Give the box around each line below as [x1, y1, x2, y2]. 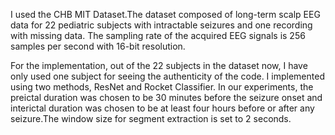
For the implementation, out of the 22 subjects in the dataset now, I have [10, 60, 308, 71]
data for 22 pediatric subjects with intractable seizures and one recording [10, 19, 313, 31]
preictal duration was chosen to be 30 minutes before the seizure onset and [10, 92, 323, 103]
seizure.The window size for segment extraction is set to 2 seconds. [10, 113, 292, 124]
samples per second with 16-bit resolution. [10, 40, 186, 52]
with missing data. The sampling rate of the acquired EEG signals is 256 [10, 30, 306, 41]
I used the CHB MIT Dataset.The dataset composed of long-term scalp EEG [10, 9, 321, 20]
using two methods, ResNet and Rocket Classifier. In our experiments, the [10, 81, 314, 93]
